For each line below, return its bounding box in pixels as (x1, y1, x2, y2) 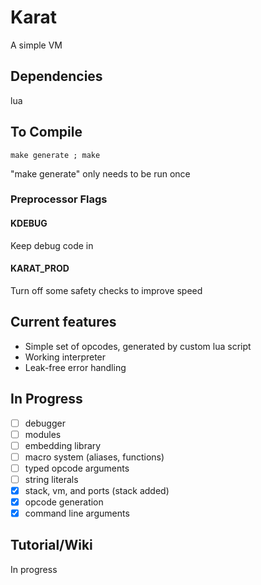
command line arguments (24, 507, 130, 520)
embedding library (24, 439, 102, 451)
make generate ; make (10, 150, 101, 160)
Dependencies (10, 68, 103, 85)
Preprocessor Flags (10, 192, 108, 206)
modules (24, 428, 62, 440)
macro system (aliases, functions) (24, 451, 165, 463)
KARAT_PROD (10, 262, 70, 275)
